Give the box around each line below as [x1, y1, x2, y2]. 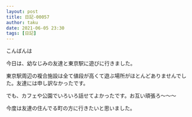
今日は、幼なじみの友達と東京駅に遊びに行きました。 [6, 60, 136, 67]
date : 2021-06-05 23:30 [6, 25, 65, 31]
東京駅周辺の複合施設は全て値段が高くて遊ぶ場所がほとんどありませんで [6, 72, 182, 79]
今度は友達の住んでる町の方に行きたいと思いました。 [6, 105, 136, 112]
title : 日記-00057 [6, 14, 50, 20]
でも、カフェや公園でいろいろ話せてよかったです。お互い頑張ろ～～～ [6, 92, 177, 99]
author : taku [6, 19, 38, 25]
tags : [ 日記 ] [6, 31, 37, 36]
